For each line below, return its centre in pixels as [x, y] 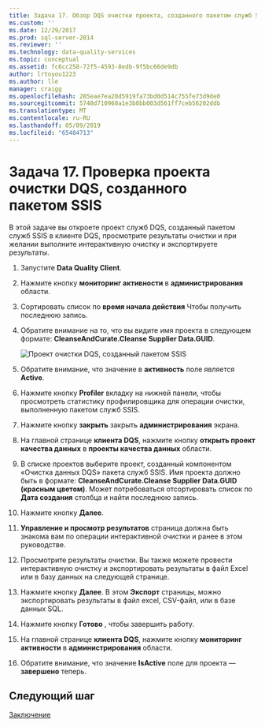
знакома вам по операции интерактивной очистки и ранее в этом [131, 536]
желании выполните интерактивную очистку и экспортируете [114, 244]
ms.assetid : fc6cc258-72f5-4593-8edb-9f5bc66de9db [94, 67]
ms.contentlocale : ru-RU [50, 118]
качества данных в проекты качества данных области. [116, 448]
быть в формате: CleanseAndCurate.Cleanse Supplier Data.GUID [129, 480]
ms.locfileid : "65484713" [51, 132]
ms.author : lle [34, 81]
